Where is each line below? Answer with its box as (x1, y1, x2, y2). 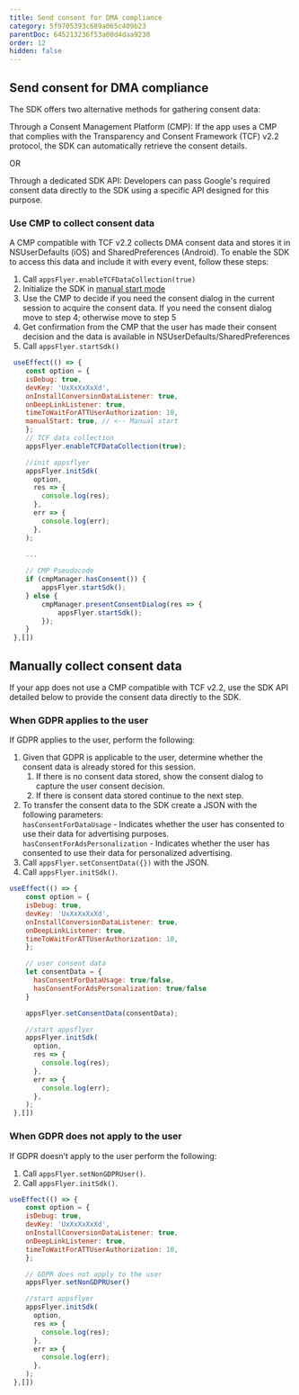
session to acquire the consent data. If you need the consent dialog (22, 302, 272, 313)
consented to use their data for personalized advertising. (22, 848, 233, 859)
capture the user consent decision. (35, 780, 165, 792)
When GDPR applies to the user (9, 714, 149, 726)
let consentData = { (25, 967, 102, 976)
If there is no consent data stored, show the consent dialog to (35, 771, 263, 782)
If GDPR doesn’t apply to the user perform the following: (9, 1150, 217, 1161)
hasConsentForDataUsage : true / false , (32, 976, 175, 985)
